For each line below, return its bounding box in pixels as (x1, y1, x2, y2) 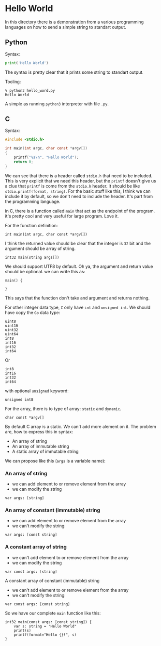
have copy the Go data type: (5, 309, 60, 315)
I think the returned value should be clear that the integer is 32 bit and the (5, 240, 151, 246)
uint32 (5, 327, 18, 332)
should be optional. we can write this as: (5, 268, 86, 274)
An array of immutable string (12, 443, 69, 449)
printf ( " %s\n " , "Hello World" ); (14, 155, 79, 160)
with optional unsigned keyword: (5, 388, 69, 394)
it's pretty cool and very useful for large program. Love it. (5, 213, 119, 219)
